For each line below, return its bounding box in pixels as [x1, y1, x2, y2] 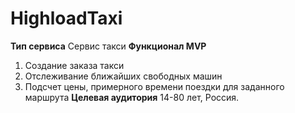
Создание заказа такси [24, 59, 125, 71]
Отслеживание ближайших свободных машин [24, 70, 223, 82]
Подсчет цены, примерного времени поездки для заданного [24, 80, 285, 92]
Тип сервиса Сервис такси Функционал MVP [10, 40, 207, 52]
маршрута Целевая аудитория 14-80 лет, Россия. [24, 91, 240, 103]
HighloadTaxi [10, 7, 123, 30]
